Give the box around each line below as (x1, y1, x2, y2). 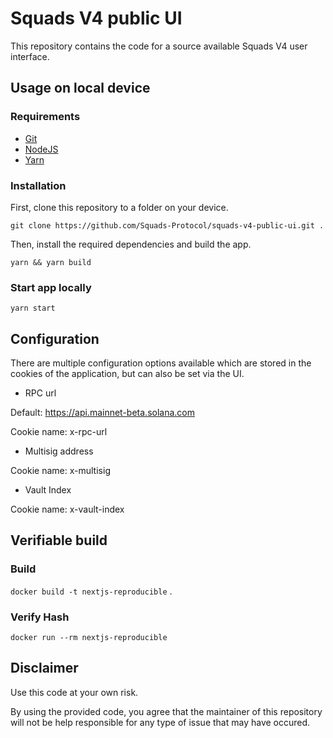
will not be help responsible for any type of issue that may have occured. (10, 716, 311, 728)
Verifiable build (10, 532, 108, 549)
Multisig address (24, 445, 94, 457)
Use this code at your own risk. (10, 686, 139, 698)
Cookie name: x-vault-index (10, 503, 125, 516)
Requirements (10, 110, 81, 124)
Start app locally (10, 280, 92, 294)
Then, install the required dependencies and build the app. (10, 238, 252, 250)
